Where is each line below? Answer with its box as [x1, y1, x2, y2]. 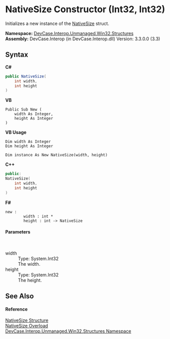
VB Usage [5, 129, 27, 135]
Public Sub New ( [5, 107, 42, 112]
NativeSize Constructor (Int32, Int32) [5, 4, 165, 15]
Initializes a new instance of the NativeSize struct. [5, 20, 110, 26]
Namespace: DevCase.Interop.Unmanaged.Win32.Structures [5, 30, 133, 36]
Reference [5, 306, 28, 312]
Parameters [5, 229, 30, 235]
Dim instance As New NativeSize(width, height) [5, 153, 108, 158]
